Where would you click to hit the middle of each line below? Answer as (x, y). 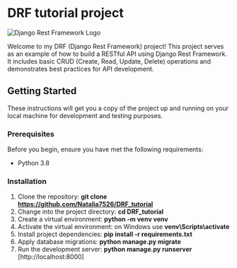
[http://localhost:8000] (51, 257)
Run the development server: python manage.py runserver (105, 250)
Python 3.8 (33, 163)
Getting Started (42, 91)
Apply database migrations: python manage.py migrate (99, 242)
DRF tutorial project (65, 13)
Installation (27, 181)
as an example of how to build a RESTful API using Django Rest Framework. (117, 54)
